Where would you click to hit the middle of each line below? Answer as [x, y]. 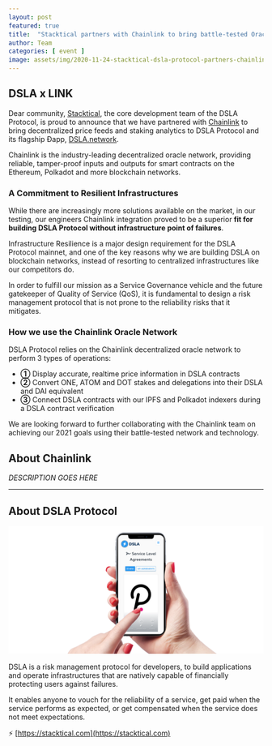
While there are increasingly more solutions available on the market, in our [132, 211]
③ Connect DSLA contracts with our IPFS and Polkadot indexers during [140, 400]
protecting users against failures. [64, 684]
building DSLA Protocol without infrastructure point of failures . [116, 228]
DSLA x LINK [41, 94]
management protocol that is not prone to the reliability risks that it [119, 302]
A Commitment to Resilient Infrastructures [93, 193]
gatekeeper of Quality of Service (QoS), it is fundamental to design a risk [130, 294]
